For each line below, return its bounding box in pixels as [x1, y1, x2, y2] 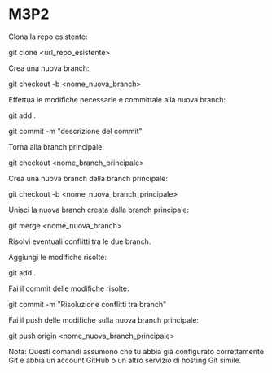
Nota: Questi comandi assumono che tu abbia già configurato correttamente [8, 346, 265, 356]
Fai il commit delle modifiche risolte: [8, 284, 129, 293]
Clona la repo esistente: [8, 32, 88, 41]
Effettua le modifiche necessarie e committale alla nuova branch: [8, 94, 226, 104]
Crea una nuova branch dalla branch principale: [8, 173, 169, 183]
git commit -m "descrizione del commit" [8, 126, 143, 136]
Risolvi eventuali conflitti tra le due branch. [8, 236, 151, 246]
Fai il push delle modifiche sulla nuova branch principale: [8, 314, 200, 325]
